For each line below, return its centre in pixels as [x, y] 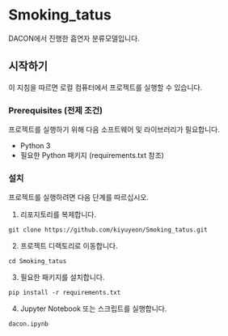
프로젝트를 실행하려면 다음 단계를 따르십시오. [79, 198]
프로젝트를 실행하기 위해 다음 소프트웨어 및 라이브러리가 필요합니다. [114, 130]
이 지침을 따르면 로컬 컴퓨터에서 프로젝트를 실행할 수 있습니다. [106, 87]
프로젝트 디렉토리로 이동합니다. [69, 246]
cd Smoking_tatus [38, 262]
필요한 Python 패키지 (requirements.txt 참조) [92, 155]
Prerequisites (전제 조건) [56, 110]
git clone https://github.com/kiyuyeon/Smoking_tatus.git [108, 230]
